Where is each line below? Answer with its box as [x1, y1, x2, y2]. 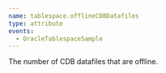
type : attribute [8, 19, 63, 28]
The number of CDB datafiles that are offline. [8, 57, 159, 67]
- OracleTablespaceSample [15, 34, 104, 43]
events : [8, 27, 35, 35]
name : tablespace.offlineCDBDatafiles [8, 11, 139, 20]
